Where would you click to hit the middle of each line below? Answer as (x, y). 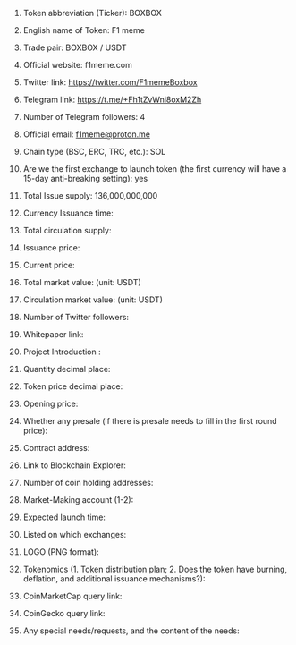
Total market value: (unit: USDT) (82, 282)
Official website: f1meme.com (77, 65)
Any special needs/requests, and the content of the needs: (131, 631)
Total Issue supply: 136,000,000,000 (90, 195)
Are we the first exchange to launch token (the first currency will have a (155, 169)
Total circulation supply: (67, 230)
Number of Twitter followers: (76, 317)
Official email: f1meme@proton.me (87, 134)
